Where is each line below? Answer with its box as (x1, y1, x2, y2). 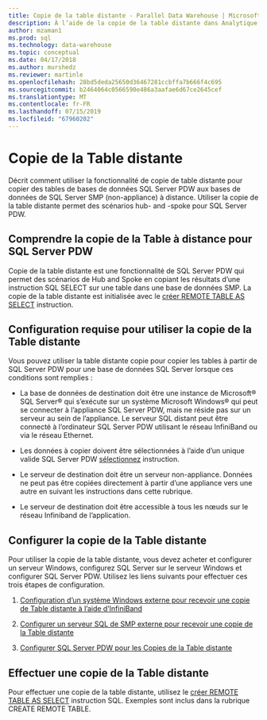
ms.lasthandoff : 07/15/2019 (8, 108, 102, 116)
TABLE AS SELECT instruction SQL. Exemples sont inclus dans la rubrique (8, 696, 250, 706)
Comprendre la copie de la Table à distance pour (8, 232, 253, 246)
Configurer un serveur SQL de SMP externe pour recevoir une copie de (19, 619, 253, 629)
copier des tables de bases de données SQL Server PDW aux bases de (8, 184, 241, 193)
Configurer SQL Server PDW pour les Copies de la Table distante (19, 643, 233, 652)
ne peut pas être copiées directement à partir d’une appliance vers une (19, 478, 253, 488)
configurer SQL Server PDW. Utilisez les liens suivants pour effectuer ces (8, 571, 248, 581)
